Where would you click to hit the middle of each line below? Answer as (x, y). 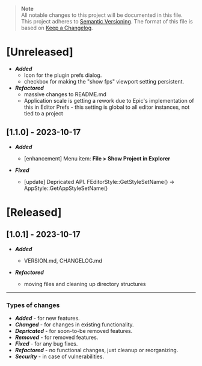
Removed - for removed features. (57, 337)
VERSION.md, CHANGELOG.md (63, 260)
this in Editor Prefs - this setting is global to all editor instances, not (107, 107)
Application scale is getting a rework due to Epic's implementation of (109, 100)
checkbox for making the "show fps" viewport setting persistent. (104, 81)
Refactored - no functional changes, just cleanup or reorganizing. (96, 350)
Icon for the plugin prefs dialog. (63, 75)
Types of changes (33, 305)
